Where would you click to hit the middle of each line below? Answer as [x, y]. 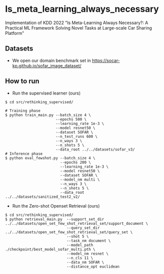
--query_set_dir [83, 228]
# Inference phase [24, 153]
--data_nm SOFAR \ [85, 262]
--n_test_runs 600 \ [77, 136]
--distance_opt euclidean [93, 267]
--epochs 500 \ [71, 119]
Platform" [15, 33]
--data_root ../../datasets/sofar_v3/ [95, 149]
